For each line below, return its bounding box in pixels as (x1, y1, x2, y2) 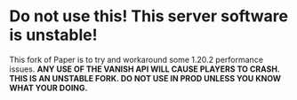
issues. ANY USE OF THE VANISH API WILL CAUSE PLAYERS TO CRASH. (9, 64, 280, 74)
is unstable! (9, 25, 98, 45)
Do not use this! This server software (9, 6, 289, 27)
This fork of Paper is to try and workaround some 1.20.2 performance (9, 54, 264, 65)
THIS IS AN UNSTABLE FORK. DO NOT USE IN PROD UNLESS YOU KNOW (9, 73, 282, 83)
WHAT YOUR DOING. (9, 82, 88, 93)
